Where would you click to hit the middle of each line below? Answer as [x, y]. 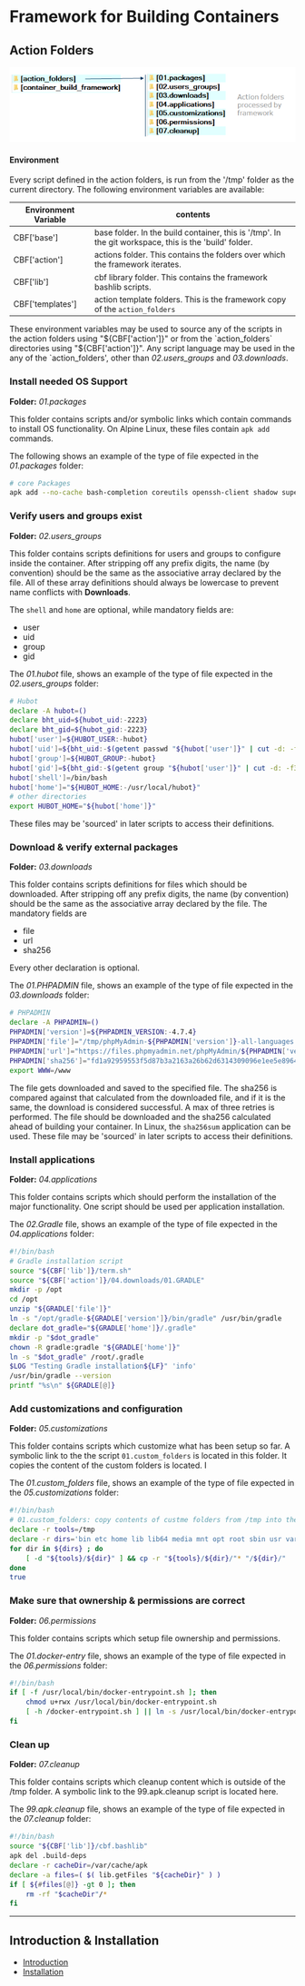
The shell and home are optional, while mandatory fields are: [122, 609]
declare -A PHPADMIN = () [54, 1023]
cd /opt [24, 1300]
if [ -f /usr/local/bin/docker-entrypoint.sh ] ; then [113, 1693]
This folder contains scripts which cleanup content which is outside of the [148, 1782]
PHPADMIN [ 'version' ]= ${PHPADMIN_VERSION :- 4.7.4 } [103, 1032]
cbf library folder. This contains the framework [181, 277]
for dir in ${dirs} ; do [56, 1548]
